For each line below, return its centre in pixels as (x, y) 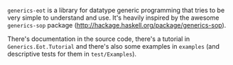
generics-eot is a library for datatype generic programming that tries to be (116, 10)
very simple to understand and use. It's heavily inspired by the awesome (113, 18)
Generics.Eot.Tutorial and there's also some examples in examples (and (114, 46)
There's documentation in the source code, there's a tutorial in (99, 39)
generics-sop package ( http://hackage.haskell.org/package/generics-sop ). (117, 25)
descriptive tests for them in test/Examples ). (72, 54)
